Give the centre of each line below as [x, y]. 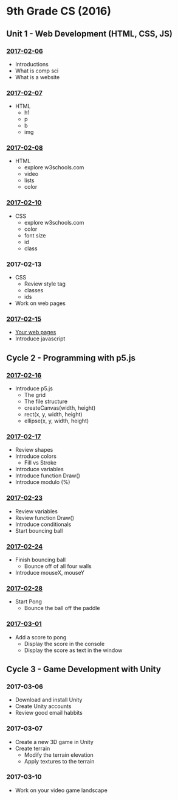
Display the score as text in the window [73, 650]
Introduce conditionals [43, 524]
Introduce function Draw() [47, 475]
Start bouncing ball [39, 530]
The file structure [46, 402]
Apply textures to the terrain [59, 761]
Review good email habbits [49, 713]
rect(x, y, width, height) [53, 415]
